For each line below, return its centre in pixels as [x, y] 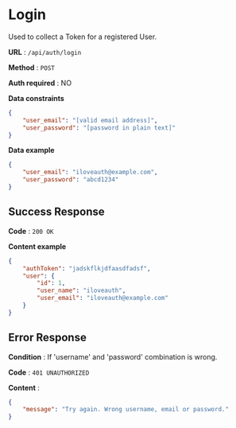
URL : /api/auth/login [45, 52]
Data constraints [37, 98]
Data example [31, 150]
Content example [37, 246]
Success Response [56, 212]
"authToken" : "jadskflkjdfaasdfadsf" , [87, 268]
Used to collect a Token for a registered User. [83, 37]
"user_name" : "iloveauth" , [81, 291]
